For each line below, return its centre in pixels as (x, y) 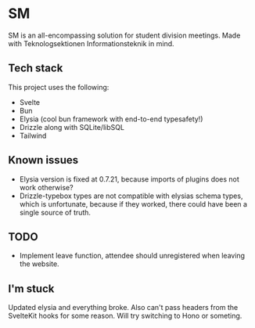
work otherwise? (46, 187)
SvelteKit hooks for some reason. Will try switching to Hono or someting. (125, 316)
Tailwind (33, 135)
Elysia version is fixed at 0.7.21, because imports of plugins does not (129, 179)
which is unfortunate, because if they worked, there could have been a (133, 204)
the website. (40, 264)
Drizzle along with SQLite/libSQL (72, 127)
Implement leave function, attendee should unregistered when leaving (132, 256)
